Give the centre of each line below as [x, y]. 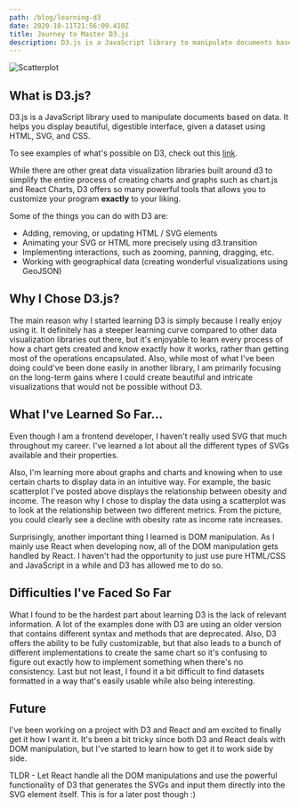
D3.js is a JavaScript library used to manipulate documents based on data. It [149, 117]
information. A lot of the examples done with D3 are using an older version [145, 624]
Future [28, 708]
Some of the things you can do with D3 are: [89, 216]
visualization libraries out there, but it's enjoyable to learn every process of [146, 339]
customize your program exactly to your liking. [95, 199]
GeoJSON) [42, 271]
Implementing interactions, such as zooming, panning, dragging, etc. [148, 252]
